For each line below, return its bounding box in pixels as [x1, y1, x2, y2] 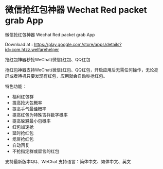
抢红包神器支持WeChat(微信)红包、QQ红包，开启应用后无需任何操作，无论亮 [5, 67, 159, 73]
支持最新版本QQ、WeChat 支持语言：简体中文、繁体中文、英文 [5, 158, 131, 164]
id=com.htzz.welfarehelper [5, 47, 59, 52]
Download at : [5, 41, 33, 47]
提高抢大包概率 [12, 100, 42, 105]
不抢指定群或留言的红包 [12, 148, 59, 154]
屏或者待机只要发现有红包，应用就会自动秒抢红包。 [5, 73, 108, 79]
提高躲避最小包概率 [12, 118, 51, 124]
